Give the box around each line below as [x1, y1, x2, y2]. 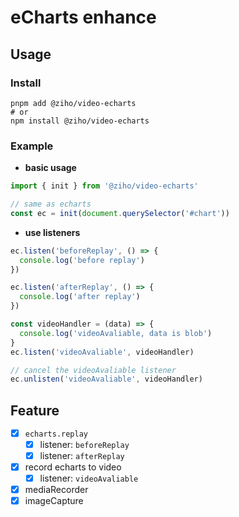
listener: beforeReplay [39, 438, 130, 450]
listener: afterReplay [39, 449, 125, 461]
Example [10, 139, 54, 153]
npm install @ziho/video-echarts [10, 116, 150, 126]
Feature [10, 402, 60, 419]
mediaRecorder [24, 484, 89, 496]
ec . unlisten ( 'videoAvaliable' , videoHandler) [10, 374, 203, 385]
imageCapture [24, 495, 84, 507]
